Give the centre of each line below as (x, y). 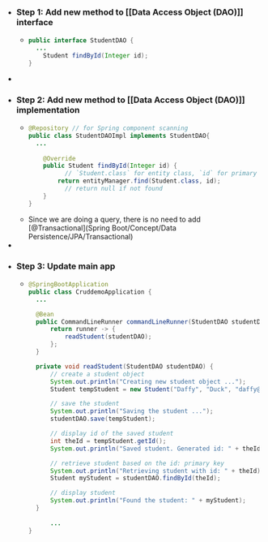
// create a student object (97, 374)
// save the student (85, 404)
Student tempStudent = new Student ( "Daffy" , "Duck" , (141, 389)
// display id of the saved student (112, 434)
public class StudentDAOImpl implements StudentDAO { (119, 135)
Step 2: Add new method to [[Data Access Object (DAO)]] (130, 100)
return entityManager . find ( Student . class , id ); (139, 181)
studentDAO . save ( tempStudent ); (103, 419)
